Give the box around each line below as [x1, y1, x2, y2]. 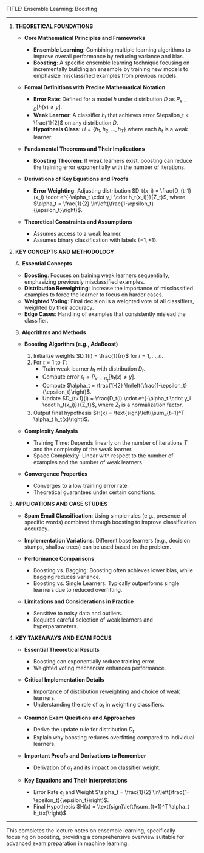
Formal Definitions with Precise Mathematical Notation [24, 84, 166, 91]
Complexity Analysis [24, 427, 78, 434]
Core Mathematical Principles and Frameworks [24, 35, 146, 41]
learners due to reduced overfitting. [33, 586, 123, 593]
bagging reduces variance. [33, 573, 101, 580]
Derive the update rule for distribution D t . [33, 725, 136, 735]
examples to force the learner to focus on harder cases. [24, 291, 164, 298]
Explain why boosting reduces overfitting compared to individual [33, 733, 195, 741]
